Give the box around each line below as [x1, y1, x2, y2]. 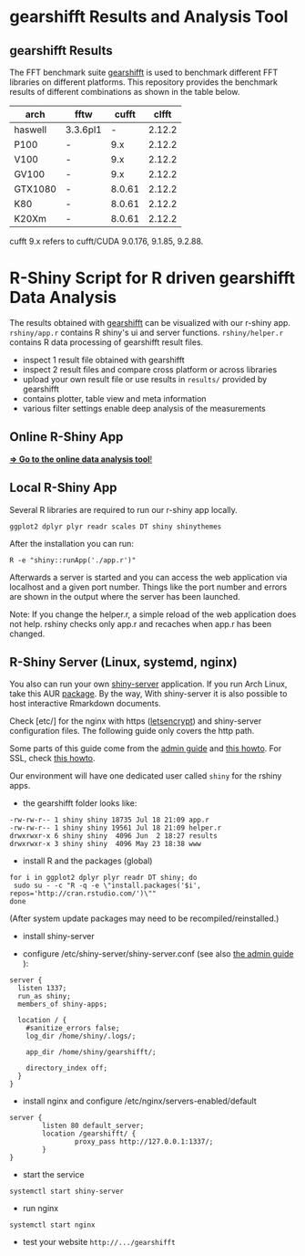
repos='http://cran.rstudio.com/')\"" [9, 889, 157, 898]
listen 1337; [17, 984, 67, 993]
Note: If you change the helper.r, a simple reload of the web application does [9, 609, 297, 620]
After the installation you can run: [9, 538, 135, 549]
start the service [22, 1169, 85, 1180]
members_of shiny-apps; [17, 1000, 107, 1010]
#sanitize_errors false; [25, 1024, 120, 1033]
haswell [14, 123, 47, 136]
